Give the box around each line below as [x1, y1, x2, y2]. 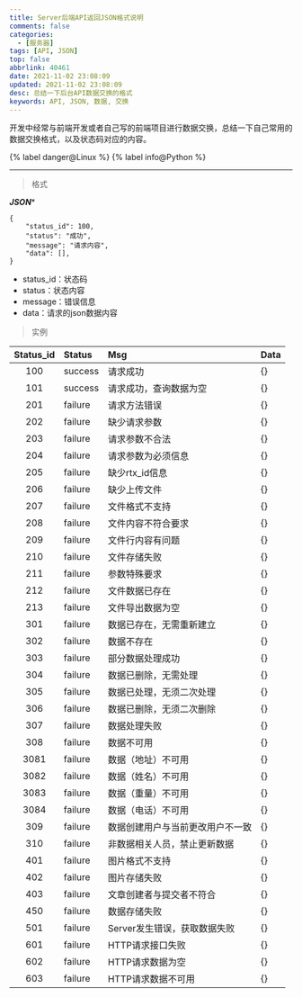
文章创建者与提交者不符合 [107, 888, 217, 901]
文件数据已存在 [107, 585, 172, 597]
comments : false [9, 22, 70, 31]
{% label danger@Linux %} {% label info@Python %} [9, 152, 207, 163]
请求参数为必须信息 [107, 450, 190, 463]
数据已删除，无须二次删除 [107, 703, 217, 715]
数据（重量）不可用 [107, 787, 190, 800]
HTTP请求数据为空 [107, 956, 186, 968]
